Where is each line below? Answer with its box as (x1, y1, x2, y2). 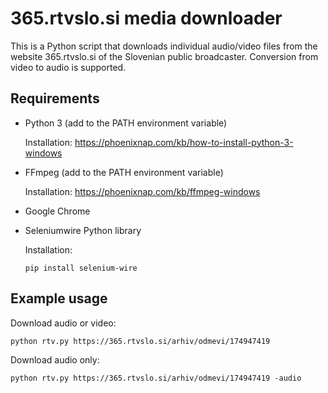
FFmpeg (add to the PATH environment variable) (24, 166, 224, 178)
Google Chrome (24, 205, 91, 217)
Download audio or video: (10, 317, 117, 329)
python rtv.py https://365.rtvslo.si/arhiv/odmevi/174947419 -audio (10, 373, 302, 383)
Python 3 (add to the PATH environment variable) (24, 117, 228, 129)
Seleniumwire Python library (24, 224, 142, 236)
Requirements (10, 90, 100, 107)
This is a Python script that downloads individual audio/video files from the (10, 40, 318, 52)
